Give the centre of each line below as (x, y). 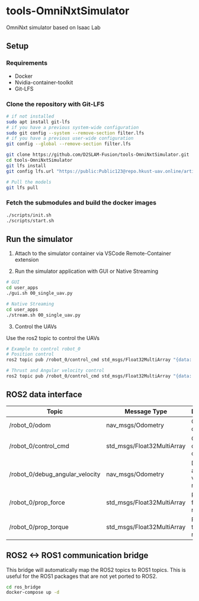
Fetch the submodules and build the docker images (81, 203)
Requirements (27, 63)
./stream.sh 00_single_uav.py (44, 315)
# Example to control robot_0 (44, 349)
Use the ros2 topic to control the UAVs (53, 338)
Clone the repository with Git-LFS (55, 104)
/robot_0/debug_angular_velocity (55, 474)
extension (27, 260)
